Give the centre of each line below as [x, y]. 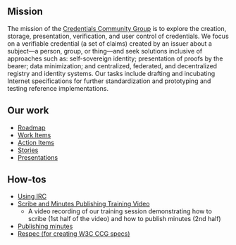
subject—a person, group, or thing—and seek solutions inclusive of [105, 51]
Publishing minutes [45, 226]
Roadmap [31, 127]
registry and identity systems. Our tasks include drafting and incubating [111, 73]
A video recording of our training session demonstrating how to [120, 211]
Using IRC [32, 196]
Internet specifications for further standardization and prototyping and [109, 81]
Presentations [38, 157]
